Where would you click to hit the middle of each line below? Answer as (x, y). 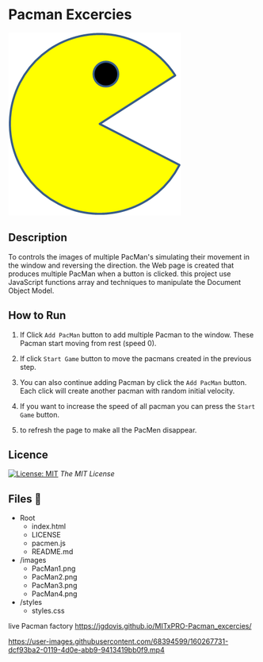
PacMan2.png (54, 577)
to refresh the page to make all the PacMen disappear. (108, 429)
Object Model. (31, 291)
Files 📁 (25, 499)
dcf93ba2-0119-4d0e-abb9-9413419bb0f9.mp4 (86, 650)
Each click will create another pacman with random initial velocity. (127, 391)
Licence (29, 454)
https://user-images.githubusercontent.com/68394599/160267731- (118, 641)
